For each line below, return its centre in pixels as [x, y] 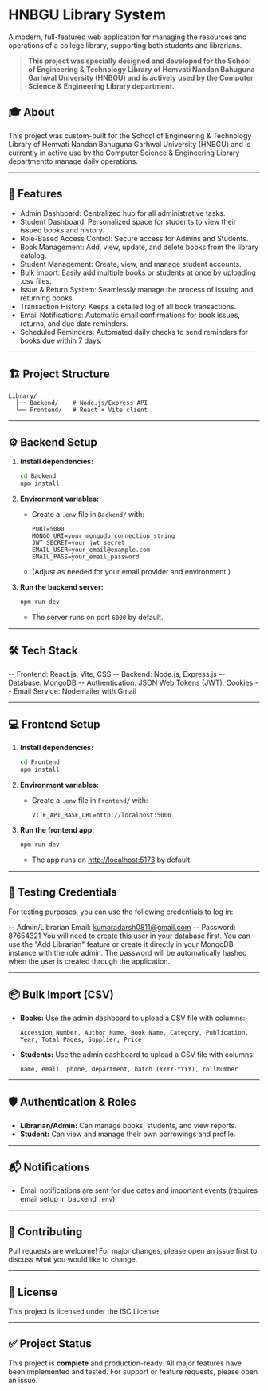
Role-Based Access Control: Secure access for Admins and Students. [134, 238]
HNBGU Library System [87, 15]
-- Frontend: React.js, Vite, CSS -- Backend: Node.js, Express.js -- [117, 674]
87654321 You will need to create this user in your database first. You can [130, 936]
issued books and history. [62, 230]
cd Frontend [39, 762]
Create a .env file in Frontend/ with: [90, 801]
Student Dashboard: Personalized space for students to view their [128, 221]
